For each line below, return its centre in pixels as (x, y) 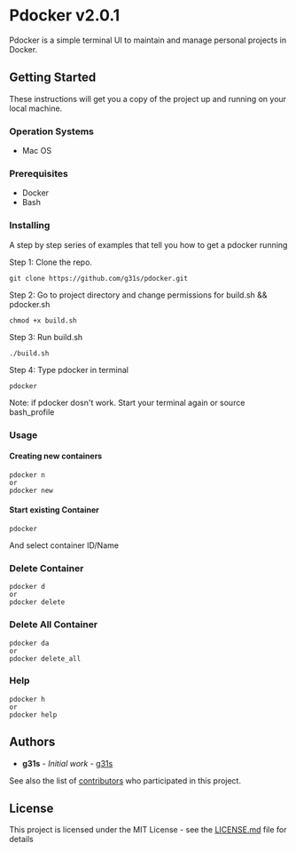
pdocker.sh (30, 304)
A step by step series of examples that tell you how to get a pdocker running (148, 244)
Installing (30, 226)
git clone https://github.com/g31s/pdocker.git (99, 278)
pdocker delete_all (45, 658)
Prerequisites (39, 173)
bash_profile (32, 412)
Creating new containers (56, 456)
